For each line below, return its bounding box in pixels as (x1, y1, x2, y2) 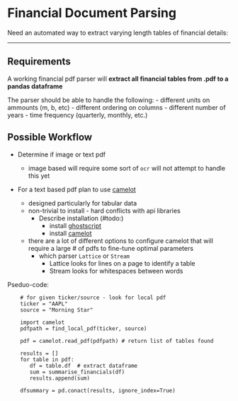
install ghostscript (49, 221, 101, 230)
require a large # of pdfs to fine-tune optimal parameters (28, 244, 193, 252)
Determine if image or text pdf (17, 150, 106, 159)
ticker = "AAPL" (20, 300, 69, 307)
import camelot (20, 319, 65, 326)
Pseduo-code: (7, 280, 50, 288)
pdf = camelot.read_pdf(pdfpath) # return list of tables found (20, 337, 214, 344)
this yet (28, 171, 50, 180)
